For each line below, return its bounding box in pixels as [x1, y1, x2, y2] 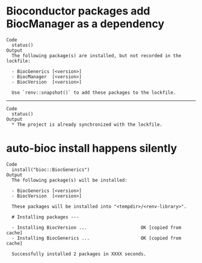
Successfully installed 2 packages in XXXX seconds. [11, 251, 147, 257]
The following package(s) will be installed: [11, 177, 128, 183]
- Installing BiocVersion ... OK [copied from [11, 224, 182, 231]
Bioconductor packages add [6, 4, 150, 18]
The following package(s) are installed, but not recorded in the [11, 52, 182, 58]
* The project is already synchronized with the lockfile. [11, 122, 163, 128]
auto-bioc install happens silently [6, 141, 177, 155]
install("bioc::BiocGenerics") [11, 167, 90, 173]
